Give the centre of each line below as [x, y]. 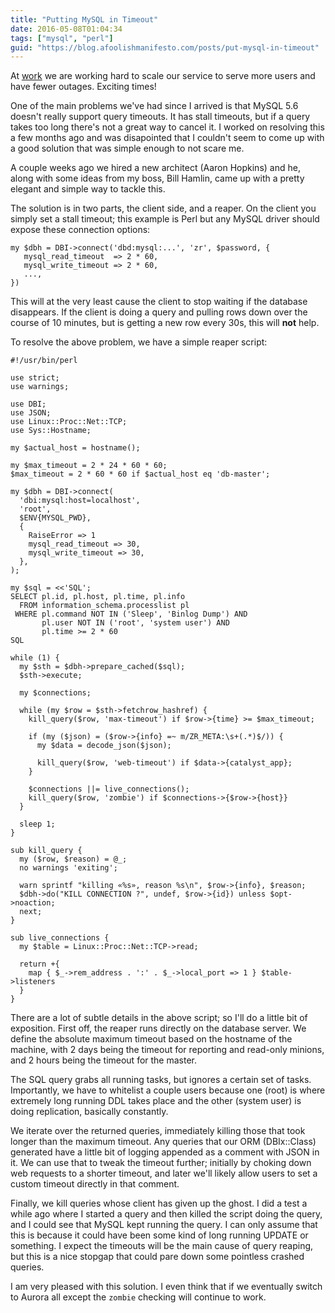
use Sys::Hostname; [51, 431]
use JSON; [31, 413]
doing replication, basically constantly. [89, 1112]
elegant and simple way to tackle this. [88, 189]
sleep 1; [37, 824]
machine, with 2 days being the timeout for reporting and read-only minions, [167, 1050]
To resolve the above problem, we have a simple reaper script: [139, 342]
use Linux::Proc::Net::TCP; [69, 422]
